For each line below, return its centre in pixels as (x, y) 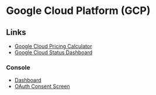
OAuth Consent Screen (42, 86)
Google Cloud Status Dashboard (53, 52)
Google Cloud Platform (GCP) (78, 11)
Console (18, 67)
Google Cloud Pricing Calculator (53, 46)
